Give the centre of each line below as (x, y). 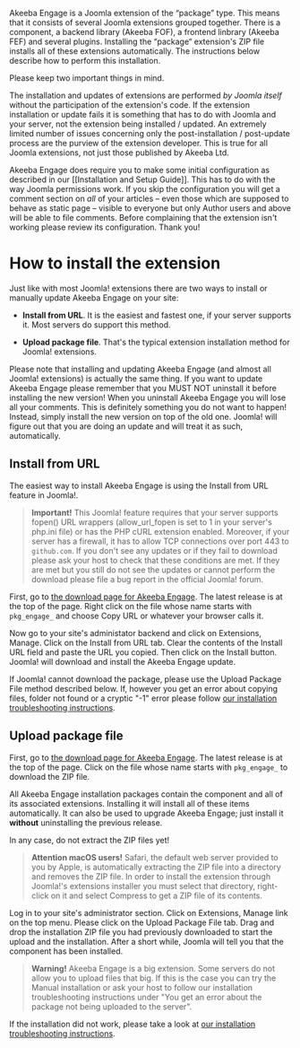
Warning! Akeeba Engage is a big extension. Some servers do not (153, 968)
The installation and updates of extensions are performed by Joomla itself (146, 95)
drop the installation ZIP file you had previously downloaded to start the (141, 931)
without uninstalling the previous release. (86, 822)
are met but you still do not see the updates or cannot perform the (153, 570)
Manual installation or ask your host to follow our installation (142, 987)
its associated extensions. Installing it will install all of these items (129, 803)
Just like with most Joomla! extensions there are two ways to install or (138, 288)
